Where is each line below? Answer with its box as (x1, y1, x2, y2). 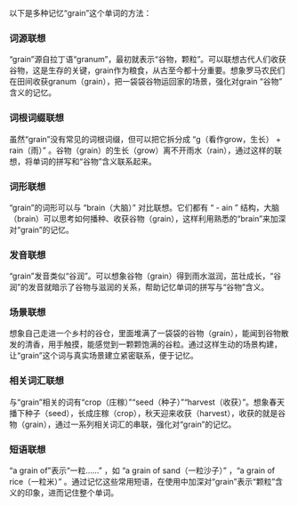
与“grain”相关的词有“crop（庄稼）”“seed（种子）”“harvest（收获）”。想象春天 (9, 397, 286, 407)
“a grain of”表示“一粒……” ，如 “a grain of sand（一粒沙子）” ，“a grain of (9, 465, 276, 476)
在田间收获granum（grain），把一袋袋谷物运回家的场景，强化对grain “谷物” (9, 76, 283, 87)
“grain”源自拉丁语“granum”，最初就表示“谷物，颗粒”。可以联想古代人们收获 (9, 54, 286, 65)
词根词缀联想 (9, 112, 65, 124)
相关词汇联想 (9, 374, 65, 387)
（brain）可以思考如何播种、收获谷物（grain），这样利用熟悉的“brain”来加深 (9, 213, 286, 224)
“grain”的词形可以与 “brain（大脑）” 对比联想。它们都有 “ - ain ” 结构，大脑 (9, 202, 280, 213)
